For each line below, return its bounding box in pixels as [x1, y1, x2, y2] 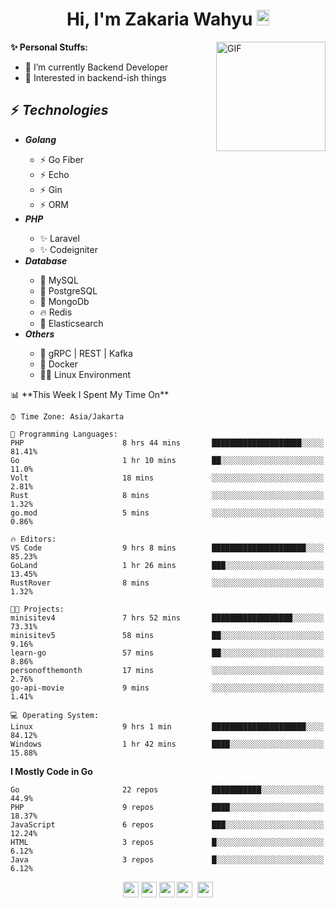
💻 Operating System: [10, 710, 100, 720]
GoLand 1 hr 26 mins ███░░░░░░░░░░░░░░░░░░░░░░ [10, 560, 325, 570]
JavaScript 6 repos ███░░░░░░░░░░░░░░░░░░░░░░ [10, 819, 325, 830]
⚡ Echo [39, 168, 70, 180]
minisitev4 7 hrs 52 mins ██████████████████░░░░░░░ [10, 613, 325, 623]
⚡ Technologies [10, 102, 109, 119]
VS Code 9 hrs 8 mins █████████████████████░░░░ [10, 543, 325, 553]
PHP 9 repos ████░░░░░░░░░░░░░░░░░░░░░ [10, 802, 325, 812]
